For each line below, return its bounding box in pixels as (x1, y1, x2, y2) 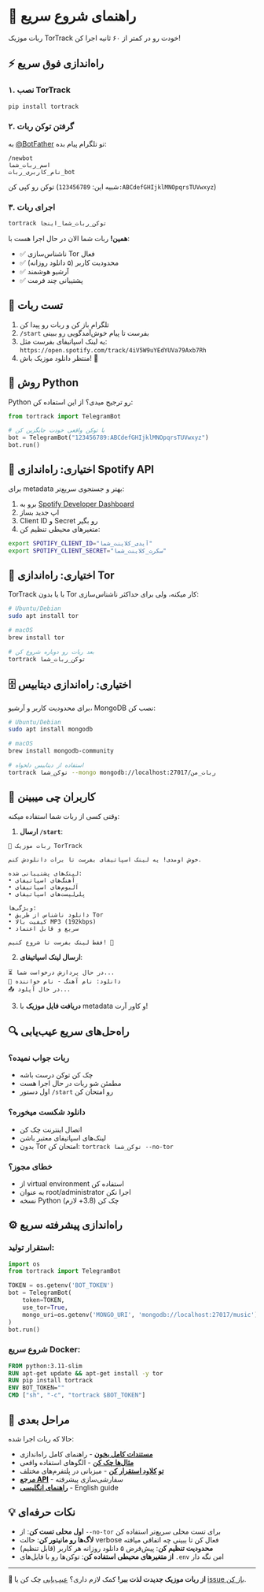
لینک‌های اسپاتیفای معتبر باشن (19, 1133, 106, 1142)
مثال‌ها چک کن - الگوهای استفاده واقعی (19, 1457, 134, 1467)
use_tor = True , (22, 1304, 68, 1311)
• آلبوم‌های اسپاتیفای (8, 883, 79, 891)
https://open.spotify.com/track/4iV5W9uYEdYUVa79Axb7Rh (19, 346, 207, 354)
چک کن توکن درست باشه (19, 1070, 93, 1080)
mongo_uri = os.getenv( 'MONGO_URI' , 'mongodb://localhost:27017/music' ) (22, 1311, 258, 1319)
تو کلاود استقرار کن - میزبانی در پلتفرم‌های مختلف (19, 1466, 164, 1475)
